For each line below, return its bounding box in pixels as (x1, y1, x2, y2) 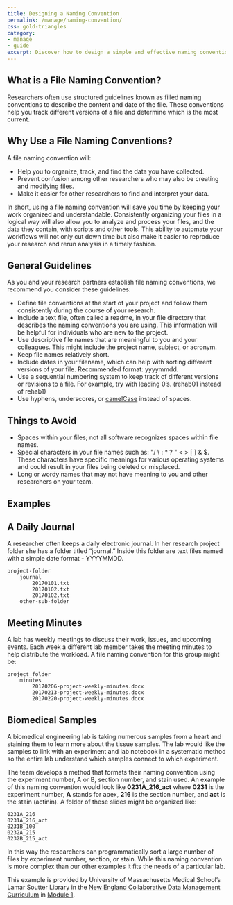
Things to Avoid (7, 414, 77, 427)
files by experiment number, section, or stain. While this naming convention (7, 854, 223, 863)
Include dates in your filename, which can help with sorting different (17, 358, 212, 366)
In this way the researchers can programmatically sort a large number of (7, 847, 214, 856)
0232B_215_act (7, 835, 49, 842)
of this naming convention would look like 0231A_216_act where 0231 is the (7, 782, 225, 791)
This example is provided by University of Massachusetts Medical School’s (7, 875, 221, 883)
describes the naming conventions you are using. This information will (17, 321, 218, 330)
